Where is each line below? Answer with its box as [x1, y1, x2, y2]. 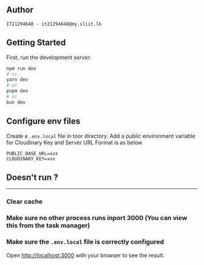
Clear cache [6, 198, 43, 206]
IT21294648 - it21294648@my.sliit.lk [6, 21, 102, 27]
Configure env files [6, 116, 81, 126]
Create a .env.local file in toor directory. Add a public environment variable [6, 132, 195, 139]
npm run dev [6, 65, 36, 72]
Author [6, 5, 33, 15]
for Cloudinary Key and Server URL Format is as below [6, 139, 143, 146]
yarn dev [6, 77, 29, 83]
